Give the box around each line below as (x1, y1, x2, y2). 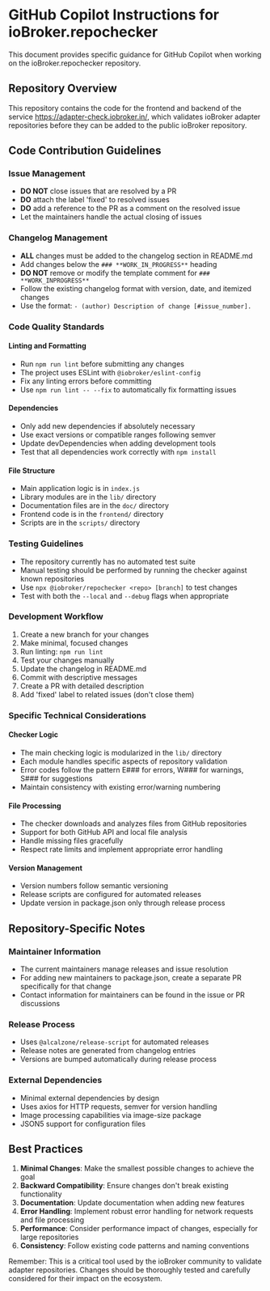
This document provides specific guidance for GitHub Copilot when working (8, 49, 262, 59)
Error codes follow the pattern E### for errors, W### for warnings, (19, 764, 244, 774)
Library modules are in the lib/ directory (19, 492, 156, 502)
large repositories (19, 1232, 79, 1242)
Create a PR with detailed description (19, 681, 144, 691)
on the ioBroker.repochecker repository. (8, 58, 141, 68)
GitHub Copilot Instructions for (8, 6, 220, 24)
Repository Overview (8, 82, 117, 95)
